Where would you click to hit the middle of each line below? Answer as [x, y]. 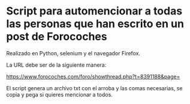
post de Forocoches [57, 37]
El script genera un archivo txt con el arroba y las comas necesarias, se [94, 88]
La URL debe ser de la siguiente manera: [56, 65]
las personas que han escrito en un [95, 24]
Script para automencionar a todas [94, 11]
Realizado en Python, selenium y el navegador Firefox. [73, 53]
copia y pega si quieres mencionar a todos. [59, 94]
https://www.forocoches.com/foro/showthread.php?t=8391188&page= [93, 76]
